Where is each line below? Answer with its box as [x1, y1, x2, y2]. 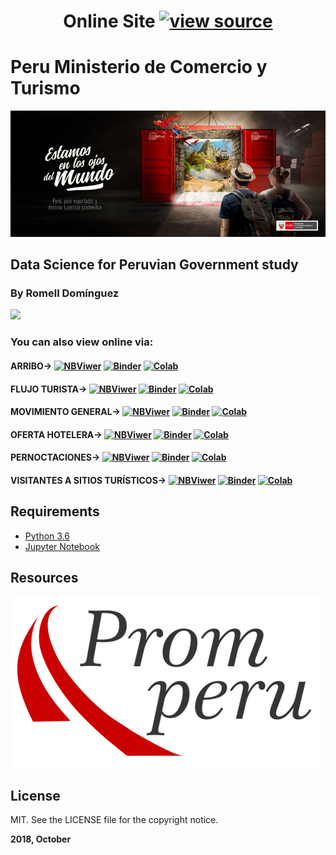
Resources [10, 570, 79, 587]
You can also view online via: [10, 335, 154, 349]
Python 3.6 [24, 530, 70, 542]
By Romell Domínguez [10, 286, 120, 300]
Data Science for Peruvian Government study [10, 256, 299, 274]
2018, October [10, 833, 72, 845]
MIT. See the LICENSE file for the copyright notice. [10, 814, 219, 826]
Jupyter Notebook [24, 540, 100, 552]
